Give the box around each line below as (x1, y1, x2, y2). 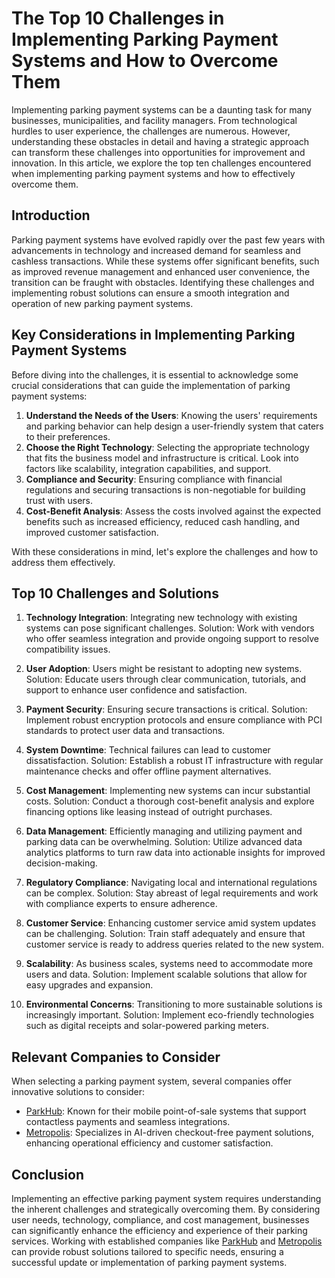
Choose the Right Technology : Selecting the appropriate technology (25, 441, 310, 453)
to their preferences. (25, 430, 111, 442)
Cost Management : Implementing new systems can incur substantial (25, 785, 311, 797)
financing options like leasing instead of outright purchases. (25, 806, 273, 818)
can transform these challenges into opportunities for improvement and (11, 146, 306, 158)
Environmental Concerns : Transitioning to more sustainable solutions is (25, 998, 323, 1011)
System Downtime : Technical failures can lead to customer (25, 744, 271, 756)
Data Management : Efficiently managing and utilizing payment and (25, 825, 303, 837)
